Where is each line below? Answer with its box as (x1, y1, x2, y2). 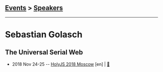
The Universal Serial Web (5, 48, 83, 56)
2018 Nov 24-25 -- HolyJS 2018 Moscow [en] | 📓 (12, 61, 110, 67)
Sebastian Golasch (5, 29, 82, 40)
